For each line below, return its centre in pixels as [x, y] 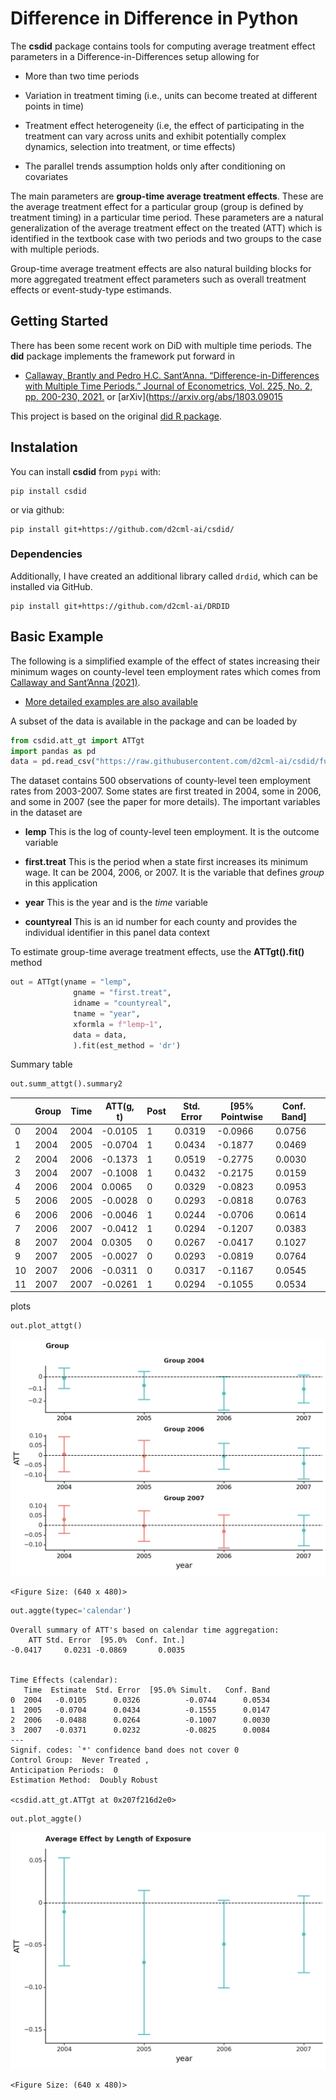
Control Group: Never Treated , [80, 1760]
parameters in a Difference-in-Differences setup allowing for [135, 56]
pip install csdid [48, 491]
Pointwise [242, 1116]
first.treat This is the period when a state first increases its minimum [166, 862]
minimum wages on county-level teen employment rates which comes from [165, 671]
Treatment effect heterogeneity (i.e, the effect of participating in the [164, 125]
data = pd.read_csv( [53, 762]
